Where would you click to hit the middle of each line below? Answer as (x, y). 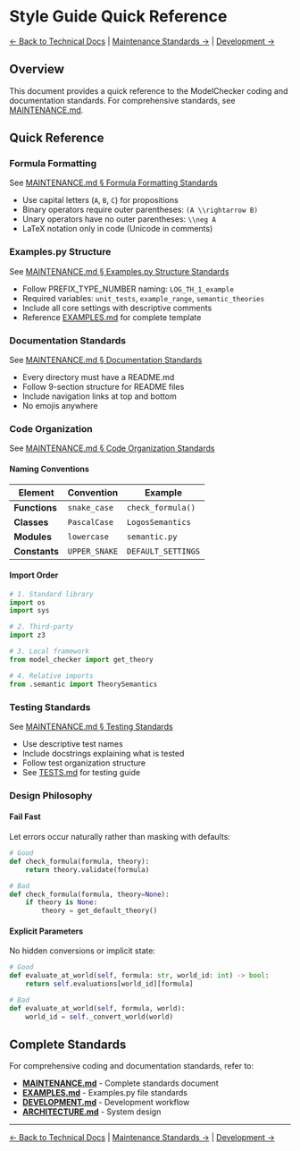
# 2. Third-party (42, 627)
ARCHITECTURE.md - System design (92, 1112)
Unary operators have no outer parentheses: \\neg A (119, 219)
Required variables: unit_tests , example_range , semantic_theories (143, 298)
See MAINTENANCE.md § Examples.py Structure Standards (119, 271)
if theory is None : (62, 902)
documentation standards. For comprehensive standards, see (122, 100)
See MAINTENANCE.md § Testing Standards (91, 726)
